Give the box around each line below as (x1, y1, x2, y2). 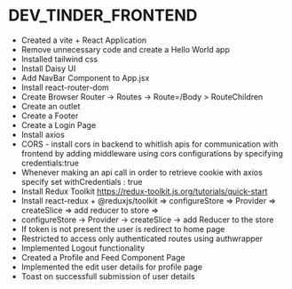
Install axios (20, 129, 66, 140)
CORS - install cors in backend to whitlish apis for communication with (20, 139, 279, 149)
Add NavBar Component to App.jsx (20, 72, 150, 83)
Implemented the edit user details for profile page (20, 261, 203, 272)
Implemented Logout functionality (20, 242, 146, 253)
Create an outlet (20, 100, 81, 111)
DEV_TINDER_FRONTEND (8, 5, 198, 26)
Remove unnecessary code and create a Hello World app (20, 44, 230, 54)
